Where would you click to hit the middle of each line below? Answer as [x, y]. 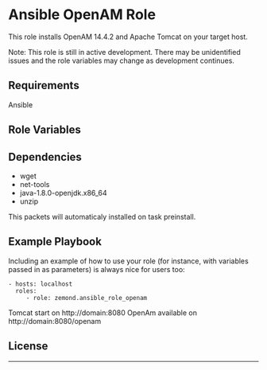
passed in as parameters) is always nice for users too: [97, 269]
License [28, 347]
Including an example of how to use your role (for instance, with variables [128, 261]
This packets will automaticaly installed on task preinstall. [102, 216]
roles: [26, 291]
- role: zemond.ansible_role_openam [87, 298]
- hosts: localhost [41, 284]
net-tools [35, 184]
